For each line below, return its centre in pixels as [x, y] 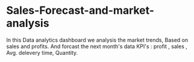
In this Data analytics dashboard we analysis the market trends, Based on [97, 40]
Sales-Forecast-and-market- [80, 11]
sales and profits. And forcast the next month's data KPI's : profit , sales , [97, 46]
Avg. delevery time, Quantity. [42, 52]
